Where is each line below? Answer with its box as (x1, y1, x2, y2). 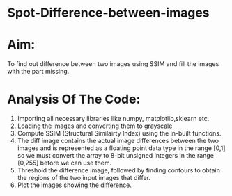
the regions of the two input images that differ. (17, 174, 151, 182)
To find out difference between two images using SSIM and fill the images (7, 60, 219, 68)
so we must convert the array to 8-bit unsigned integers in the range (17, 152, 215, 160)
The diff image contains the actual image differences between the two (17, 137, 219, 145)
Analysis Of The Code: (7, 92, 141, 107)
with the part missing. (7, 67, 70, 76)
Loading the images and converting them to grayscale (17, 122, 173, 130)
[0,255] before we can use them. (17, 158, 112, 168)
